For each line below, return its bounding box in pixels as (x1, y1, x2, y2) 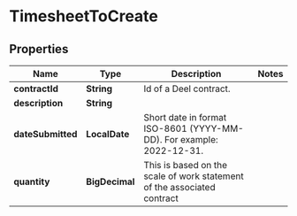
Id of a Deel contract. (143, 82, 232, 95)
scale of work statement (143, 170, 245, 182)
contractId (13, 82, 59, 95)
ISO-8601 (143, 122, 187, 135)
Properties (9, 42, 69, 57)
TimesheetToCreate (9, 6, 159, 27)
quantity (13, 175, 50, 188)
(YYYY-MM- (189, 122, 245, 135)
